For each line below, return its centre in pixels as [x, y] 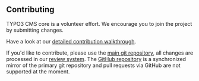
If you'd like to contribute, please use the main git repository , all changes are [100, 53]
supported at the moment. [38, 71]
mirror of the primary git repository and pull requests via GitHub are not [94, 65]
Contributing [30, 10]
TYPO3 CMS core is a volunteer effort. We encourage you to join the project [99, 23]
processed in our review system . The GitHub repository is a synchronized [96, 59]
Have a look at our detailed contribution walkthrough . [71, 41]
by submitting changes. [35, 30]
